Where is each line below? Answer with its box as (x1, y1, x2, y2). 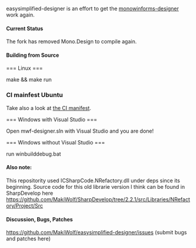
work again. (6, 11, 35, 18)
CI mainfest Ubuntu (6, 91, 63, 99)
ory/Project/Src (6, 202, 43, 209)
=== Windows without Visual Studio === (6, 139, 105, 146)
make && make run (6, 76, 52, 83)
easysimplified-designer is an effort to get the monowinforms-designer (6, 5, 179, 12)
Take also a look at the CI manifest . (6, 104, 92, 111)
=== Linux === (6, 65, 43, 72)
